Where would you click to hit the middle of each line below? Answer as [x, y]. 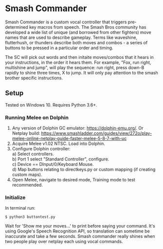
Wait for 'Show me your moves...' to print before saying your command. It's [80, 226]
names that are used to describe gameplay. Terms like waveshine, [71, 37]
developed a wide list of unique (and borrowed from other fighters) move [78, 32]
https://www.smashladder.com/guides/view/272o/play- [97, 133]
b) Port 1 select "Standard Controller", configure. [61, 159]
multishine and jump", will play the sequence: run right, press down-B [75, 67]
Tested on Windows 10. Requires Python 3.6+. [51, 105]
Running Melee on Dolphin [37, 117]
